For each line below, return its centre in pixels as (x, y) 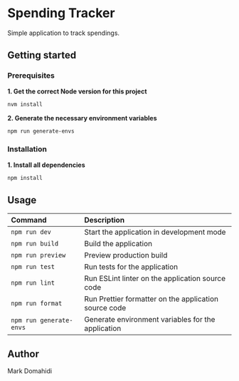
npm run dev (31, 232)
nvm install (25, 104)
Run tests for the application (131, 267)
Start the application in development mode (155, 232)
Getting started (42, 55)
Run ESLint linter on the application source (155, 278)
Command (29, 220)
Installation (27, 149)
